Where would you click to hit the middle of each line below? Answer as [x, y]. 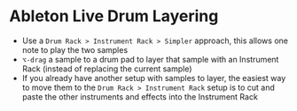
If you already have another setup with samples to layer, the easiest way [154, 78]
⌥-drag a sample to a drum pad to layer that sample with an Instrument [150, 59]
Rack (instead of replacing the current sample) [107, 69]
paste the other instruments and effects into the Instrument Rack [140, 96]
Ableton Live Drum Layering [114, 16]
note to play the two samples [75, 49]
